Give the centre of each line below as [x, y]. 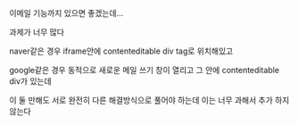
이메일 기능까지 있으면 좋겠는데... [66, 13]
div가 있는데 [30, 81]
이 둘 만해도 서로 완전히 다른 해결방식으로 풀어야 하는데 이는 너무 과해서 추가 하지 [149, 100]
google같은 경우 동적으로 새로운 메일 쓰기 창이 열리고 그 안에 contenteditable [144, 70]
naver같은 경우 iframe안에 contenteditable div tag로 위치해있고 [121, 51]
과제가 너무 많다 [37, 32]
